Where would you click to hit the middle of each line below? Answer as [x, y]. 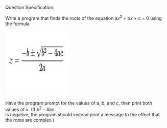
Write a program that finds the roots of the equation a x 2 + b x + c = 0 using [83, 18]
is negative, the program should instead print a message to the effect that [82, 115]
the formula [17, 24]
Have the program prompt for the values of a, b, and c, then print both [79, 103]
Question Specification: [30, 7]
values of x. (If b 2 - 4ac [30, 109]
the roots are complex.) [30, 120]
